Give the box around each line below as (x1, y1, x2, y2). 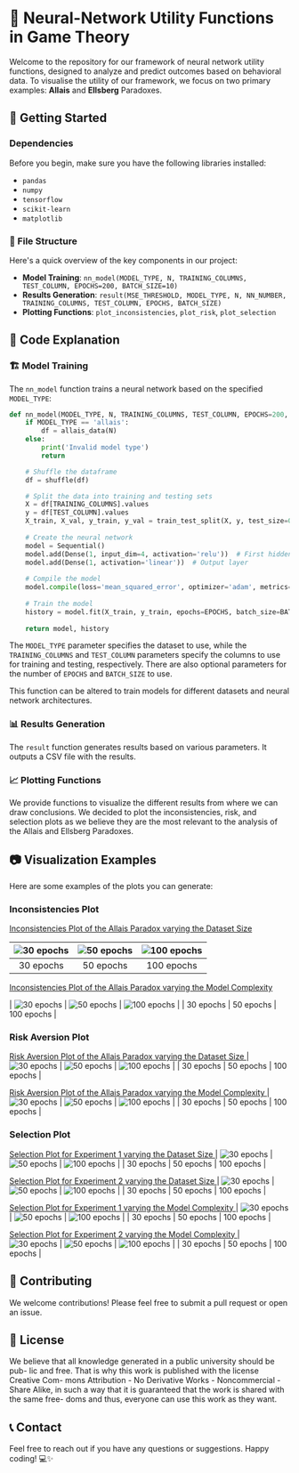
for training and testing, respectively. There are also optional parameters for (9, 659, 287, 670)
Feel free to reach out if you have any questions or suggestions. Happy (9, 1444, 270, 1454)
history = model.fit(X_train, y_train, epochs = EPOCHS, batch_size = (25, 607, 280, 617)
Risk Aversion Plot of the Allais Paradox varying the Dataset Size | (9, 1051, 249, 1062)
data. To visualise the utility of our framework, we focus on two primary (9, 75, 271, 85)
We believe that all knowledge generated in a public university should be (9, 1356, 275, 1367)
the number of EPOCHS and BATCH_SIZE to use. (9, 668, 173, 679)
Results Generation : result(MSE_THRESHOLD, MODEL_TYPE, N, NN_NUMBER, (21, 289, 287, 300)
